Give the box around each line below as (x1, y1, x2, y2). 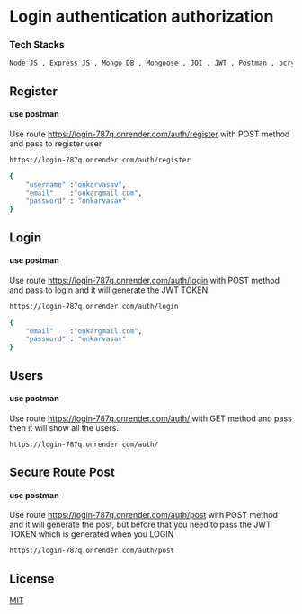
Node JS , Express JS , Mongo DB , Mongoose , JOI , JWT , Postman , (9, 58, 276, 68)
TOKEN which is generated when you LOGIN (9, 529, 174, 539)
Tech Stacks (9, 39, 65, 51)
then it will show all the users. (9, 422, 119, 433)
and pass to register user (9, 137, 102, 149)
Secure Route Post (9, 465, 115, 480)
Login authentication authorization (9, 6, 274, 27)
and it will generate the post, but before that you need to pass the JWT (9, 519, 271, 531)
